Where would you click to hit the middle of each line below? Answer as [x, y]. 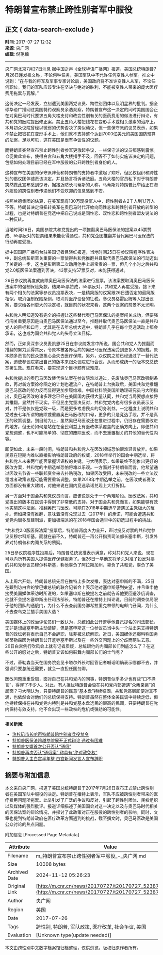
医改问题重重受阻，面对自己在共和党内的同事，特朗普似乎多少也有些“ [74, 679]
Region [16, 909]
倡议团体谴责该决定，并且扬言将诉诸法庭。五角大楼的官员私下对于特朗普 [86, 178]
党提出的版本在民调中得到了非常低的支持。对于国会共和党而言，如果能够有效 [81, 502]
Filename [18, 856]
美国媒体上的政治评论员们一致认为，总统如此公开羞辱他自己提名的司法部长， [81, 622]
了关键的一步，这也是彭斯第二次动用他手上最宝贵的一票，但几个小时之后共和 [81, 264]
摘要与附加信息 [27, 775]
